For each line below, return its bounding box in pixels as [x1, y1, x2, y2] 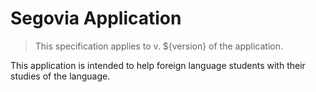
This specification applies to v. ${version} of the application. [34, 40, 284, 52]
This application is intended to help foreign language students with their [10, 59, 306, 71]
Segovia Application [10, 7, 182, 30]
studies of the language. [10, 70, 111, 82]
